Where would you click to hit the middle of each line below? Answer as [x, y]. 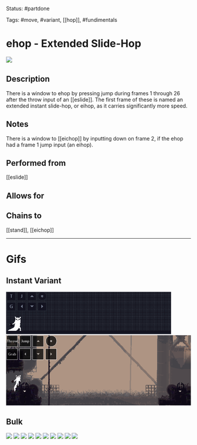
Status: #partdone [28, 9]
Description [28, 79]
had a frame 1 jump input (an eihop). [50, 145]
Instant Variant [34, 281]
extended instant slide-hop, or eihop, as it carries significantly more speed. [97, 106]
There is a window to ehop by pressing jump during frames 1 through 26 [93, 93]
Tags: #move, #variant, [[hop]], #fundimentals [62, 20]
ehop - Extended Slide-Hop [74, 44]
